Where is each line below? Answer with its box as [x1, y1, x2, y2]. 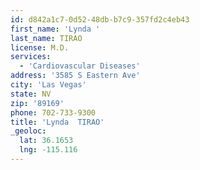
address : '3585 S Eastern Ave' [10, 71, 141, 81]
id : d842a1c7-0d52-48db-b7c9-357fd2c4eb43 [10, 14, 190, 25]
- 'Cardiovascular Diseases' [19, 61, 141, 71]
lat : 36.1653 [19, 136, 74, 146]
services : [10, 52, 52, 62]
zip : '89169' [10, 98, 65, 108]
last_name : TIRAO [10, 33, 83, 43]
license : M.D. [10, 42, 70, 53]
